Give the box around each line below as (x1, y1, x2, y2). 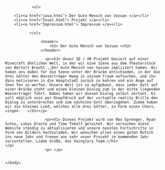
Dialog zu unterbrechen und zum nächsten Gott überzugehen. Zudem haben (5, 100, 158, 105)
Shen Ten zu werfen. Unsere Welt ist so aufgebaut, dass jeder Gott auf (5, 83, 158, 87)
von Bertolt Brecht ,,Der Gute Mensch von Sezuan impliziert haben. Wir (5, 65, 158, 70)
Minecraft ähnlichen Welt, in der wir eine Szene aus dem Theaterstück (5, 61, 156, 66)
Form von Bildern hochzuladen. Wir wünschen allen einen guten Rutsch (5, 130, 154, 135)
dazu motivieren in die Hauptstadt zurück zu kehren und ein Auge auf (5, 78, 154, 83)
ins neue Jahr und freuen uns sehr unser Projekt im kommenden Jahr (5, 134, 149, 139)
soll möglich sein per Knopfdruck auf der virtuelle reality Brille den (5, 95, 158, 100)
